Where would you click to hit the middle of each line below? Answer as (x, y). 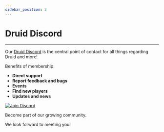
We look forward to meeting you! (38, 124)
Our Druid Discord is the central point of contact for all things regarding (77, 51)
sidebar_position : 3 (26, 9)
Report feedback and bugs (40, 81)
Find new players (30, 91)
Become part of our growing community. (46, 115)
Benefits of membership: (30, 66)
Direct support (27, 75)
